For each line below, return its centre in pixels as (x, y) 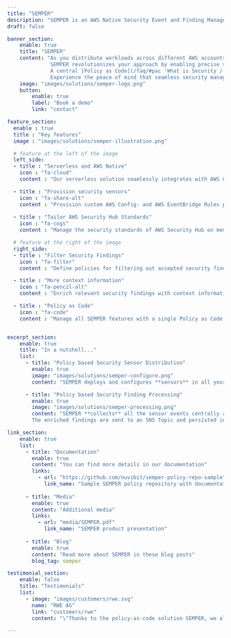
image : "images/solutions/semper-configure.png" (103, 376)
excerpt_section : (32, 337)
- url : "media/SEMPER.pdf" (76, 522)
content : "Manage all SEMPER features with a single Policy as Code (121, 319)
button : (30, 90)
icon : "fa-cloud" (46, 173)
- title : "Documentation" (62, 452)
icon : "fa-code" (44, 312)
